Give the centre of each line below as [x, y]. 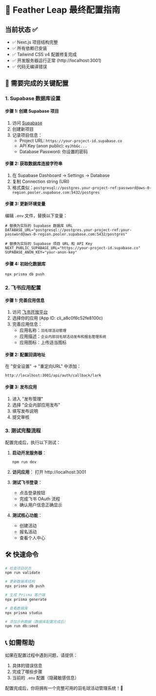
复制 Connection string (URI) [41, 181]
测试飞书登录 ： [27, 482]
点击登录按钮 [32, 493]
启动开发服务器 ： [29, 453]
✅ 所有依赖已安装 [29, 48]
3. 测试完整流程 [23, 431]
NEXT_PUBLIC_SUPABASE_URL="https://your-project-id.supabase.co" [73, 248]
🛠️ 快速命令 [22, 555]
